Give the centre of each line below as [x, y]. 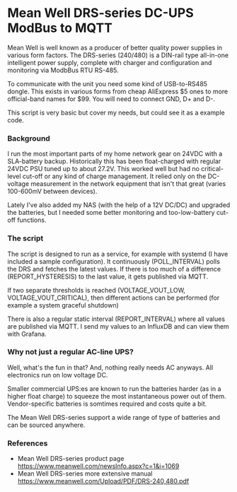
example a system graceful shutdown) [63, 305]
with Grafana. [27, 334]
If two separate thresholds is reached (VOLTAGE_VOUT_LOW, [97, 290]
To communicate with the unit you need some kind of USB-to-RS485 [107, 83]
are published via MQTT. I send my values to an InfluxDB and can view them [118, 326]
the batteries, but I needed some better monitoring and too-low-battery [111, 213]
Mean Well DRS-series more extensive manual [85, 474]
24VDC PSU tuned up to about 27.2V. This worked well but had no [104, 169]
